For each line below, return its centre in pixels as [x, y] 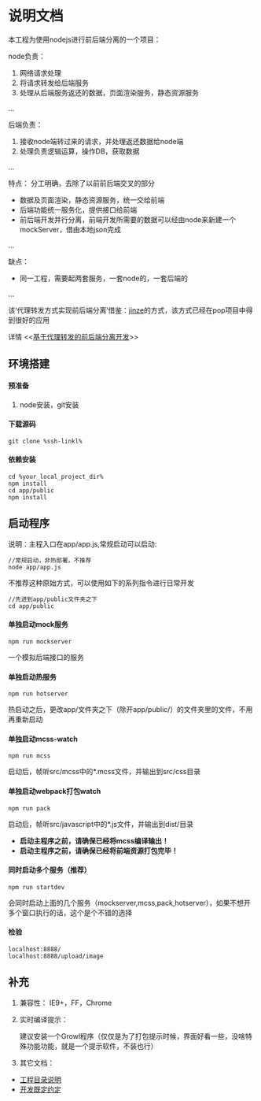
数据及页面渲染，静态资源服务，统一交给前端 [92, 200]
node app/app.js [35, 567]
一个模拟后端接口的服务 [46, 657]
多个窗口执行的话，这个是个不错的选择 [70, 912]
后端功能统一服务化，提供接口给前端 [78, 209]
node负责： [27, 56]
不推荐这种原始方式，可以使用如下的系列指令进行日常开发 [101, 583]
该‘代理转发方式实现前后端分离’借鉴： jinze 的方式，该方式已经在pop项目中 [127, 310]
